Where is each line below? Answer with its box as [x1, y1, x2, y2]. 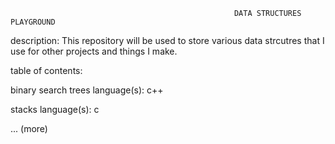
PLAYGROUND [10, 17, 56, 27]
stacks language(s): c [10, 104, 100, 115]
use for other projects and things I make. [10, 45, 178, 57]
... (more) [10, 123, 48, 134]
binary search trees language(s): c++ [10, 84, 164, 96]
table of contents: [10, 65, 83, 76]
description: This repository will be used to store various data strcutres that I [10, 35, 325, 46]
